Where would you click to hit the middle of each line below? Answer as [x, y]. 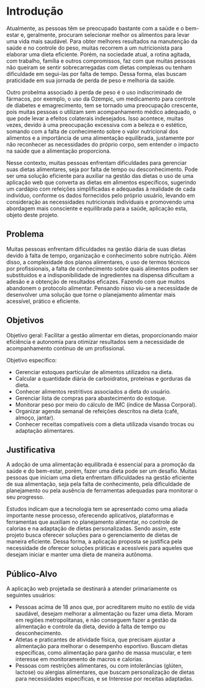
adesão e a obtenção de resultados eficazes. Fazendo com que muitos [96, 281]
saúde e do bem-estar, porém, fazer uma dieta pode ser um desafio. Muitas [102, 471]
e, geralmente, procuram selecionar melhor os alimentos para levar [105, 34]
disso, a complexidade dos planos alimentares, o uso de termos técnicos [98, 262]
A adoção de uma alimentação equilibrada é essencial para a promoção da [101, 465]
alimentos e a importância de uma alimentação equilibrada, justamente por [100, 138]
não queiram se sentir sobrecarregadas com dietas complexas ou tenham [99, 67]
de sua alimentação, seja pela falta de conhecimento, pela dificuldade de [99, 484]
